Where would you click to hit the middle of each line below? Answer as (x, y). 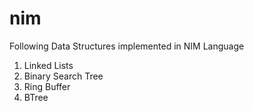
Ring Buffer (47, 86)
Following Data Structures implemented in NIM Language (127, 46)
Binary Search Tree (63, 76)
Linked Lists (48, 65)
